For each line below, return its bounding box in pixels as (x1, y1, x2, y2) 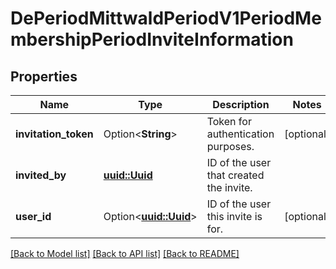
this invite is (206, 210, 263, 223)
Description (212, 98, 270, 111)
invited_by (15, 168, 67, 182)
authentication (206, 127, 275, 141)
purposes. (206, 140, 255, 153)
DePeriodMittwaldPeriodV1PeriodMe (10, 7, 322, 30)
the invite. (206, 181, 253, 194)
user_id (15, 210, 52, 223)
